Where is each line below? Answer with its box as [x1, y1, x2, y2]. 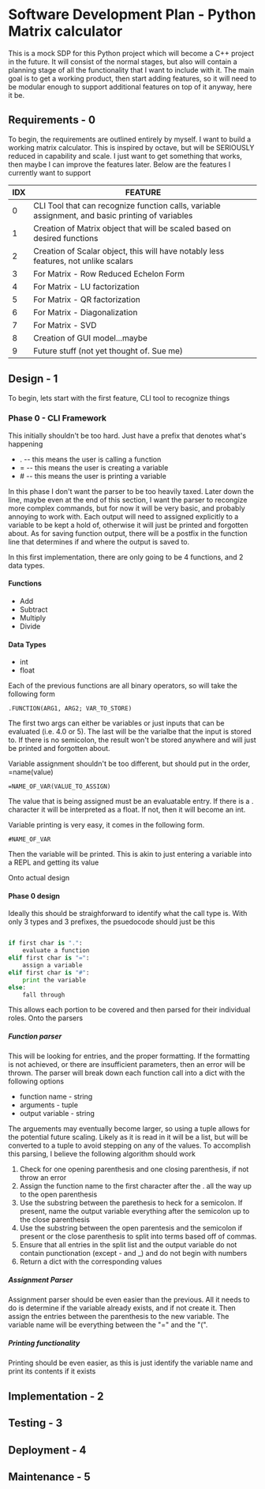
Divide [19, 622, 41, 631]
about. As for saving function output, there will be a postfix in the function [8, 528, 248, 538]
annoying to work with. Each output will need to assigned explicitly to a [8, 511, 239, 521]
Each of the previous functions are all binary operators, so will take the [8, 681, 238, 691]
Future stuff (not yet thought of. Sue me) [33, 345, 184, 356]
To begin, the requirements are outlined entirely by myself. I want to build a [8, 134, 252, 144]
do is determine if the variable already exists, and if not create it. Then [8, 1303, 237, 1313]
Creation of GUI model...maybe [33, 332, 148, 343]
